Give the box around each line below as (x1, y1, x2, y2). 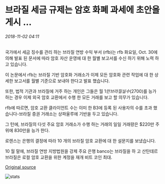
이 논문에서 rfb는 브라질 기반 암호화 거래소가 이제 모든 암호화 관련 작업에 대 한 (5, 72, 154, 78)
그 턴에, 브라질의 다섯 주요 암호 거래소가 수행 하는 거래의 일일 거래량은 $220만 (5, 121, 155, 127)
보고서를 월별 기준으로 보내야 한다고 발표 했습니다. (14, 78, 110, 84)
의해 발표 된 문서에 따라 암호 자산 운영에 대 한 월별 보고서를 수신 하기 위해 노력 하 (5, 55, 159, 61)
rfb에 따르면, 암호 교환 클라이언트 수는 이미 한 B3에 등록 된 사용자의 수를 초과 (5, 105, 152, 111)
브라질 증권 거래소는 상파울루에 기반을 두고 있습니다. (19, 111, 119, 117)
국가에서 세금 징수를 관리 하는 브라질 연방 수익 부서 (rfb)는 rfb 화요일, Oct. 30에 (5, 49, 158, 55)
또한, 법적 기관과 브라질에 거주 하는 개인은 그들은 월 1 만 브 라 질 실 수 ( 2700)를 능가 (5, 89, 157, 94)
